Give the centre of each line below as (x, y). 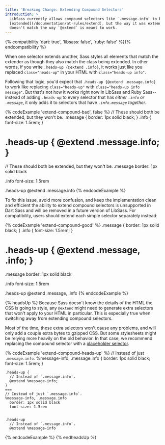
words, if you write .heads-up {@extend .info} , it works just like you (74, 67)
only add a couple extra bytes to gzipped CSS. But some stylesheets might (81, 333)
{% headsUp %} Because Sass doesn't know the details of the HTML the (79, 303)
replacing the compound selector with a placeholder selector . (67, 343)
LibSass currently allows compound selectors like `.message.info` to (83, 19)
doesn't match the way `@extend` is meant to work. (64, 28)
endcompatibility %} (26, 47)
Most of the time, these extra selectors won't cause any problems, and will (81, 328)
